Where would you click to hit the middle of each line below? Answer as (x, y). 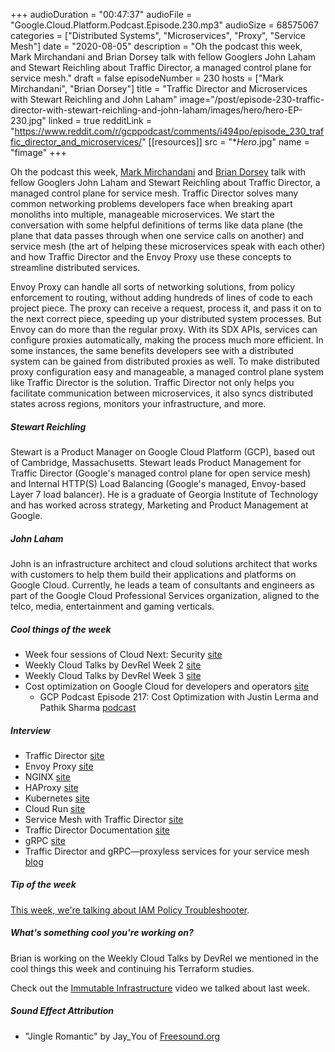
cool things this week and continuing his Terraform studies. (132, 968)
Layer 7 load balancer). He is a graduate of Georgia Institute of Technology (164, 494)
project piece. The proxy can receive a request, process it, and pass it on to (166, 308)
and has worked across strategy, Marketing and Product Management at (159, 505)
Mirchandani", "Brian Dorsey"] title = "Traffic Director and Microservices (159, 88)
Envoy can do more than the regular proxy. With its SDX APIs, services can (164, 329)
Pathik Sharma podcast (88, 707)
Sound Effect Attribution (62, 1011)
